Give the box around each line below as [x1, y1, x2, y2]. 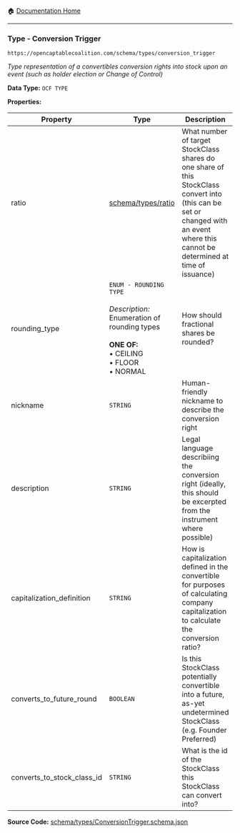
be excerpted [181, 497, 227, 507]
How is [181, 544, 205, 554]
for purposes [181, 580, 226, 590]
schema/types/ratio [109, 198, 175, 208]
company [181, 597, 214, 607]
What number [181, 126, 228, 136]
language [181, 443, 214, 453]
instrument [181, 515, 219, 525]
